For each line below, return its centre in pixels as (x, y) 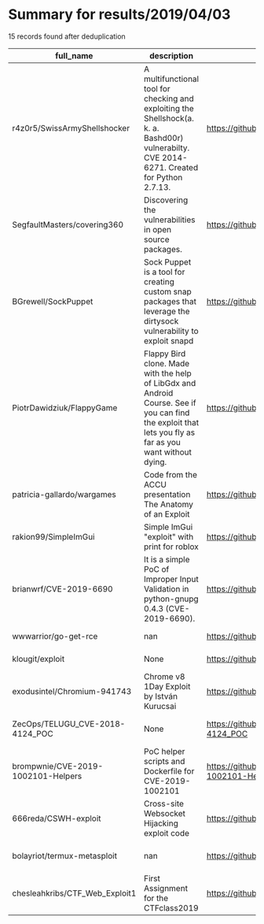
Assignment (166, 888)
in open (158, 229)
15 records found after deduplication (67, 36)
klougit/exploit (38, 659)
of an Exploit (167, 514)
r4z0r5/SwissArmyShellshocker (71, 128)
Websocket (165, 813)
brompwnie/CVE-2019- (58, 766)
